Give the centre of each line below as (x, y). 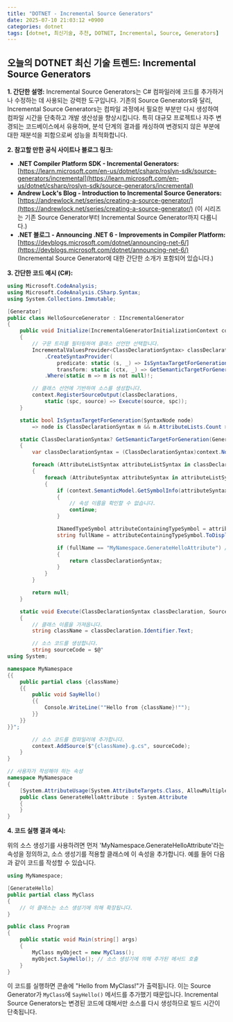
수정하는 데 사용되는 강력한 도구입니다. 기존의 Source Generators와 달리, (113, 101)
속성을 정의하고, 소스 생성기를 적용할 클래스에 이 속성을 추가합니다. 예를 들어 (110, 854)
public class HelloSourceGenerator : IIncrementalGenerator (96, 318)
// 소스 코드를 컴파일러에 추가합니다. (79, 740)
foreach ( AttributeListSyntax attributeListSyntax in (111, 465)
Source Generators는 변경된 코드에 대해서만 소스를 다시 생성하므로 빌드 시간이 (114, 1003)
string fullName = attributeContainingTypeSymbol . (131, 535)
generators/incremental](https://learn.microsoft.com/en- (98, 178)
